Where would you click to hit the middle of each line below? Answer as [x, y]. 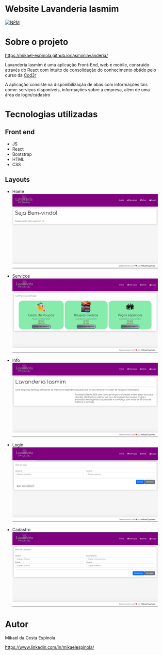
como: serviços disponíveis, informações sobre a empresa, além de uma [78, 89]
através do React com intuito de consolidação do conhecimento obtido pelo [81, 70]
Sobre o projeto [37, 42]
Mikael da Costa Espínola [30, 638]
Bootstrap [22, 154]
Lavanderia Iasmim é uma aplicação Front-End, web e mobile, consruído [77, 64]
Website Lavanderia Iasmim [62, 9]
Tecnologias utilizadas [51, 114]
